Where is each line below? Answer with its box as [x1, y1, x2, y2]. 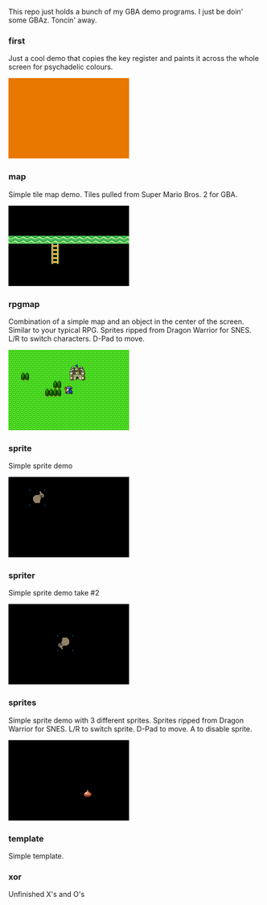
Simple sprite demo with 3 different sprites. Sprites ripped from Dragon [8, 715, 244, 725]
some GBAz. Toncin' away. [8, 15, 97, 25]
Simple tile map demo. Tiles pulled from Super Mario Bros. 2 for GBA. [8, 189, 238, 199]
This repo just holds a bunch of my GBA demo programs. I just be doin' [8, 7, 244, 16]
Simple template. [8, 851, 64, 861]
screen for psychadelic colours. [8, 62, 113, 72]
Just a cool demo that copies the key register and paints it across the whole [8, 54, 260, 63]
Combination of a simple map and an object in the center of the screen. [8, 317, 244, 326]
